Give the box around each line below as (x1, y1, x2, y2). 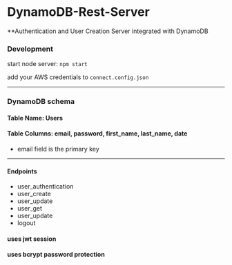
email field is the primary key (17, 145, 100, 153)
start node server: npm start (7, 60, 88, 68)
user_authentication (17, 182, 74, 191)
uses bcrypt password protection (7, 251, 105, 259)
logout (17, 219, 36, 227)
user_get (17, 204, 43, 213)
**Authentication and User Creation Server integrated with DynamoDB (7, 27, 209, 35)
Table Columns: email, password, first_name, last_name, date (7, 129, 188, 138)
